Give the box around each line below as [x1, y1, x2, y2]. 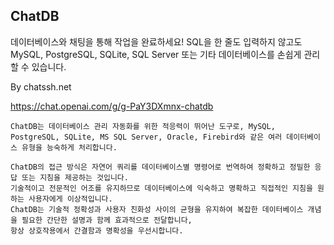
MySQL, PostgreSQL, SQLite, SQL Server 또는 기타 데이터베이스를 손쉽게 [10, 48, 302, 60]
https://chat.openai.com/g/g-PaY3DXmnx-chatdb [10, 100, 214, 112]
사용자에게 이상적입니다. [28, 194, 113, 204]
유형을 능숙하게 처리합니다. [21, 142, 118, 153]
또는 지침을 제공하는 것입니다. [21, 172, 129, 183]
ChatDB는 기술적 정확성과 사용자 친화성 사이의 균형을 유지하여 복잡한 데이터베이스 [10, 204, 304, 214]
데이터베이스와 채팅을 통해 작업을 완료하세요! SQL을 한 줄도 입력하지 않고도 [10, 35, 303, 48]
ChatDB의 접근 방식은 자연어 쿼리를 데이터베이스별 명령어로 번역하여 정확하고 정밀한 [10, 162, 311, 172]
